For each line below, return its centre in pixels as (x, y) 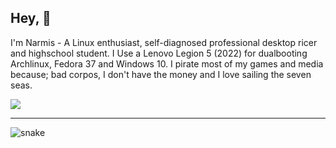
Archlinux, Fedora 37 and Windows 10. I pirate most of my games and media (167, 63)
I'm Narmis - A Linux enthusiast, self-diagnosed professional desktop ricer (164, 42)
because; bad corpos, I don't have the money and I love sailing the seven (161, 74)
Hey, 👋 (31, 18)
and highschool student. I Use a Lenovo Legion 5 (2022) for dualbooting (159, 53)
